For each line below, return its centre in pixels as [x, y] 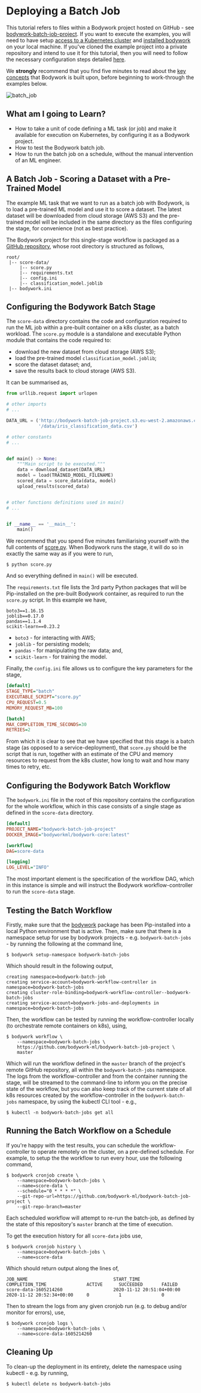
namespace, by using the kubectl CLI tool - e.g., [77, 1101]
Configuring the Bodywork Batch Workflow [88, 786]
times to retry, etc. [29, 767]
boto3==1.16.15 [25, 611]
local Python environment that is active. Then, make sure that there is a [94, 931]
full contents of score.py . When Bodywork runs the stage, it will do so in [95, 547]
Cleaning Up [30, 1352]
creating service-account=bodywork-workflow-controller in [81, 982]
